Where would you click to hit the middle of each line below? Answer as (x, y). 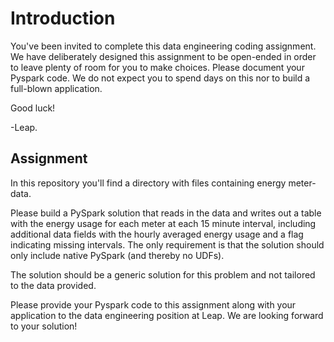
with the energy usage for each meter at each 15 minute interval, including (163, 223)
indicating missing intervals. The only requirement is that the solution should (167, 244)
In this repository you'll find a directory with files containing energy (148, 183)
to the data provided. (53, 285)
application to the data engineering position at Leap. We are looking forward (167, 315)
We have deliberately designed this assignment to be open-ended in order (163, 56)
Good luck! (33, 108)
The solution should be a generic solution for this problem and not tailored (163, 274)
